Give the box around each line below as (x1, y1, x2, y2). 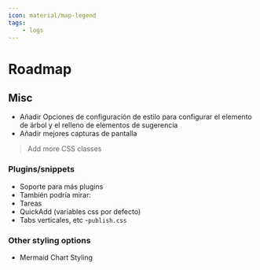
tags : (8, 19, 26, 27)
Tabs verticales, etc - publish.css (19, 215, 127, 224)
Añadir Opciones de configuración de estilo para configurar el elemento (19, 112, 253, 122)
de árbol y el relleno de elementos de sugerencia (19, 120, 178, 130)
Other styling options (8, 235, 91, 246)
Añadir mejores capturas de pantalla (19, 129, 137, 139)
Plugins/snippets (8, 164, 75, 175)
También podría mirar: (19, 190, 92, 199)
